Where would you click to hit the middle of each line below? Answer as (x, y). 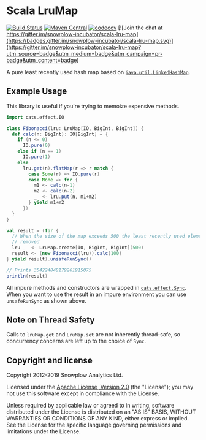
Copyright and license (50, 360)
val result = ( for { (33, 230)
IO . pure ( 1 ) (36, 157)
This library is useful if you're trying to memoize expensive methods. (93, 106)
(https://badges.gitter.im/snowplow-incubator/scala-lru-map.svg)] (90, 40)
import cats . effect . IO (35, 117)
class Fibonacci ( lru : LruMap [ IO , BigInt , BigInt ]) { (75, 128)
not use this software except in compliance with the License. (83, 393)
